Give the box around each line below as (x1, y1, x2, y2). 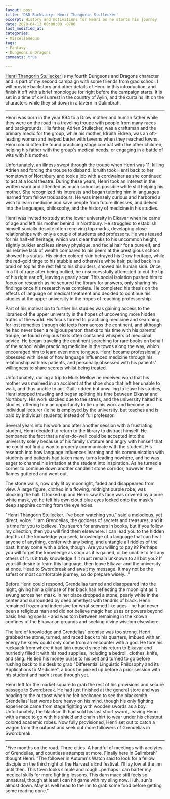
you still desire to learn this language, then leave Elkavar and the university (5, 561, 161, 567)
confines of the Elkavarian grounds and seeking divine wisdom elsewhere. (5, 619, 160, 625)
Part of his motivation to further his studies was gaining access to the (5, 305, 150, 312)
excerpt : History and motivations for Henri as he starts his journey (5, 17, 157, 22)
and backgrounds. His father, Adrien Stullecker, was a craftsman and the (5, 125, 156, 131)
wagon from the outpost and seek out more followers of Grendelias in (5, 725, 150, 731)
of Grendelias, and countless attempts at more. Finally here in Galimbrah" (5, 750, 158, 756)
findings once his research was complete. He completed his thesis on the (5, 285, 158, 291)
